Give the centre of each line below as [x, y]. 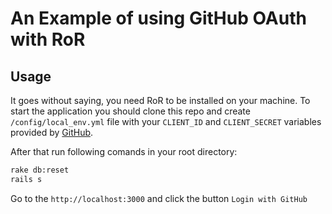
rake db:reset [40, 170]
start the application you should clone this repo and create [130, 111]
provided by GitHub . [52, 132]
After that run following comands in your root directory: [124, 151]
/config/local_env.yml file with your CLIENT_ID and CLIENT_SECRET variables [166, 121]
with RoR [48, 39]
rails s [26, 179]
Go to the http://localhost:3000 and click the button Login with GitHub [159, 198]
